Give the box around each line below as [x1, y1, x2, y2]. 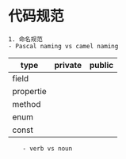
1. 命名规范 [8, 35, 44, 44]
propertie [12, 85, 47, 97]
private [54, 59, 82, 70]
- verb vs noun [22, 144, 73, 153]
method [12, 98, 41, 109]
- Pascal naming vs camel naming [8, 42, 119, 50]
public [89, 59, 114, 70]
